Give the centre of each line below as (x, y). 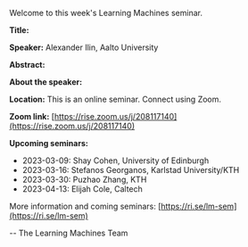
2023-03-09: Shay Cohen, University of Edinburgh (116, 161)
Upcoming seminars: (49, 143)
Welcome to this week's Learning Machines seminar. (106, 13)
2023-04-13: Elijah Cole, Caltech (82, 189)
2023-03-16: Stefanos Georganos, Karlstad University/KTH (131, 170)
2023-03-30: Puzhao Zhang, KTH (84, 179)
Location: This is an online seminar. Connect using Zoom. (115, 99)
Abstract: (27, 65)
